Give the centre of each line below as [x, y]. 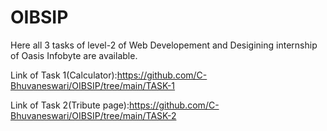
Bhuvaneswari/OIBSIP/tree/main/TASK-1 [93, 85]
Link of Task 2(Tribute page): [70, 105]
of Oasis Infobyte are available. [74, 55]
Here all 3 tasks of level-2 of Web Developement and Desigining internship [164, 45]
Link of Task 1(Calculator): [64, 75]
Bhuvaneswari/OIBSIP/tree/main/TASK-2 [93, 115]
